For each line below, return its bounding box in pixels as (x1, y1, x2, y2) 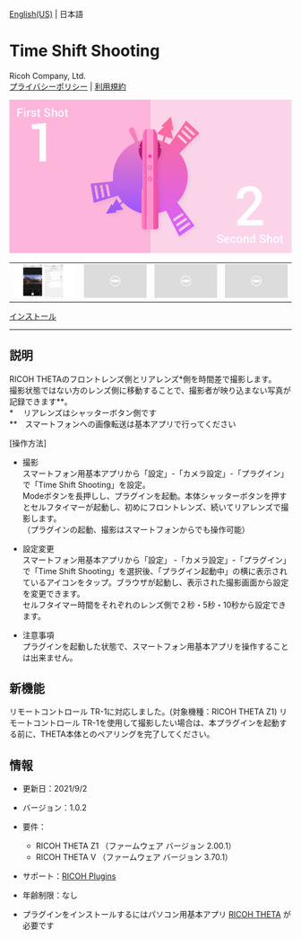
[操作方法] (9, 438, 47, 448)
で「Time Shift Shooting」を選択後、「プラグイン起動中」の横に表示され (21, 565, 288, 576)
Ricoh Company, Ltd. (9, 70, 87, 81)
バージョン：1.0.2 (21, 802, 87, 813)
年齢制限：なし (21, 890, 78, 901)
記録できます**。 (9, 395, 73, 407)
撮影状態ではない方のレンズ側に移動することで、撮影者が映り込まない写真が (9, 385, 291, 395)
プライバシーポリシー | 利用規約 (9, 81, 127, 92)
